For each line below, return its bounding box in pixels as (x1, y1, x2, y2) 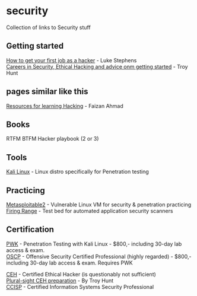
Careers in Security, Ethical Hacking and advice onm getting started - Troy (6, 63, 188, 70)
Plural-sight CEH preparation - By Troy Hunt (6, 277, 114, 284)
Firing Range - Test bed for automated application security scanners (6, 208, 173, 214)
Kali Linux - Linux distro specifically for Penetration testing (6, 168, 150, 176)
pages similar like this (6, 87, 88, 97)
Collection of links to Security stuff (6, 24, 91, 31)
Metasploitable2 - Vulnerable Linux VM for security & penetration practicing (6, 201, 192, 208)
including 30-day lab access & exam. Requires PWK (6, 259, 133, 266)
